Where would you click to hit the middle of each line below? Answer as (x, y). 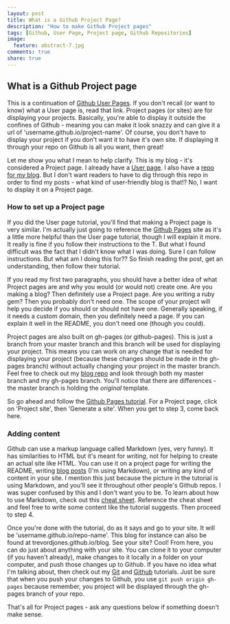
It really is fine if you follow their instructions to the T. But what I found (106, 244)
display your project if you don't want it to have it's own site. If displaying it (113, 139)
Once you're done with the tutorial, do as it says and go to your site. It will (111, 528)
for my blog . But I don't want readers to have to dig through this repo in (107, 175)
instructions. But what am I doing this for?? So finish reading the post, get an (115, 258)
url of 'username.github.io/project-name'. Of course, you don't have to (106, 132)
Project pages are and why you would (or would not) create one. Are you (110, 287)
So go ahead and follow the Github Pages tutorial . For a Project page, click (112, 401)
